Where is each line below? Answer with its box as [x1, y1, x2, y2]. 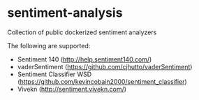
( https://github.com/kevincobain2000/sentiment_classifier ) [17, 77, 187, 85]
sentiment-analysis [7, 5, 123, 21]
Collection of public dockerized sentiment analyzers [7, 28, 157, 36]
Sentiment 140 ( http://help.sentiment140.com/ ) [17, 55, 152, 64]
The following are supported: [7, 41, 91, 50]
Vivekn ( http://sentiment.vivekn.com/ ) [17, 85, 127, 93]
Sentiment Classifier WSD [17, 70, 92, 78]
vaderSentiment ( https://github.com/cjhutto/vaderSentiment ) [17, 62, 193, 71]
